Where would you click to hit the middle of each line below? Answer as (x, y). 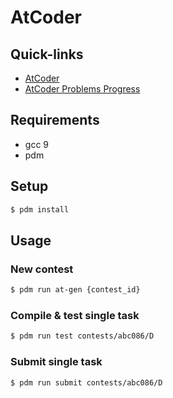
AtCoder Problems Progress (82, 89)
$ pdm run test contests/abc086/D (82, 336)
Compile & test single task (75, 315)
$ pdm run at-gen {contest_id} (75, 290)
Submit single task (56, 362)
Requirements (55, 120)
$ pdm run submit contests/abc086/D (86, 382)
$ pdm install (40, 209)
